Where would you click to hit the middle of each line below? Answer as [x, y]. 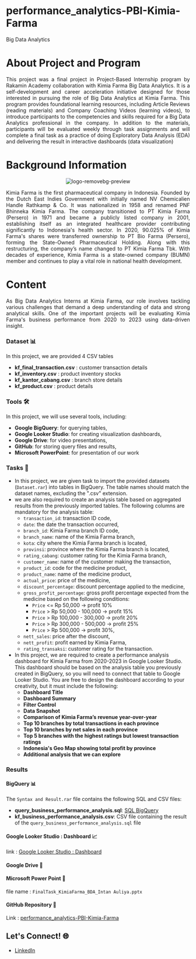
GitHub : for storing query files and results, [65, 446]
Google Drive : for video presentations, [61, 441]
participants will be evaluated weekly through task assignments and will [98, 129]
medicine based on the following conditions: [76, 599]
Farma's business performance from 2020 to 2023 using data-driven [98, 319]
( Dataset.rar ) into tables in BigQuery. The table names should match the [102, 487]
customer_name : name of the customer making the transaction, [97, 561]
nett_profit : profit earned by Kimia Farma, [75, 642]
